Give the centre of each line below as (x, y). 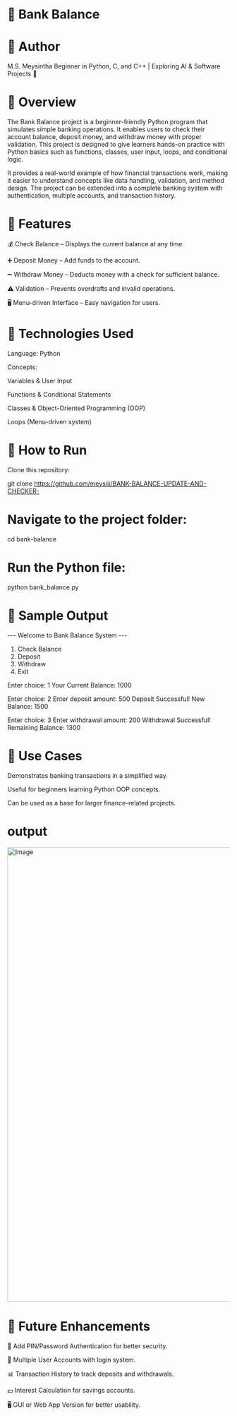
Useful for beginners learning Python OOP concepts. (84, 789)
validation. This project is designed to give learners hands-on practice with (116, 145)
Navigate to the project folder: (97, 520)
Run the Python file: (66, 568)
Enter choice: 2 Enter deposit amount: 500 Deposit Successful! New (106, 699)
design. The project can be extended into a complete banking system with (115, 188)
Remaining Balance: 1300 (44, 727)
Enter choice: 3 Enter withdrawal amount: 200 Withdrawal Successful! (109, 720)
